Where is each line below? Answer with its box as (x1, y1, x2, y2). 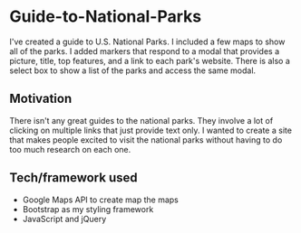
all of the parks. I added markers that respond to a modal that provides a (9, 45, 279, 56)
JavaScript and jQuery (22, 213, 107, 224)
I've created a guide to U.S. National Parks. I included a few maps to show (9, 36, 286, 47)
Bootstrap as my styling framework (22, 203, 154, 214)
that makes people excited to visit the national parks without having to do (9, 134, 283, 145)
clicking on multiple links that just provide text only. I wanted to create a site (9, 125, 293, 135)
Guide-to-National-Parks (9, 6, 202, 27)
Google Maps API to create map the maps (22, 194, 180, 205)
